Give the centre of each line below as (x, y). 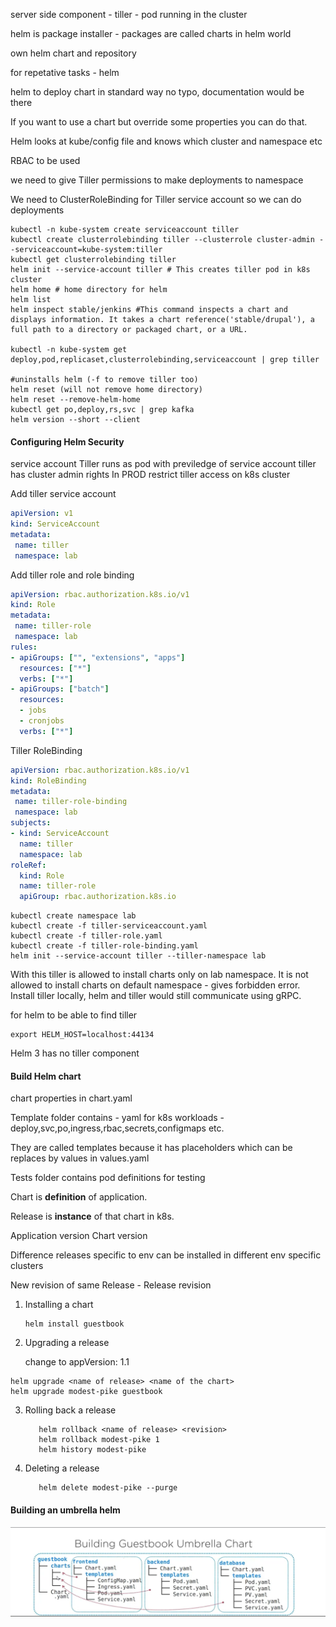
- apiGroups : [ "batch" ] (60, 689)
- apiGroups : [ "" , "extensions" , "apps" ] (98, 657)
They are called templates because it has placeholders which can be (151, 1148)
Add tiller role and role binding (72, 575)
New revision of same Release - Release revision (111, 1285)
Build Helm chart (46, 1076)
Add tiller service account (63, 494)
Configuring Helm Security (67, 441)
